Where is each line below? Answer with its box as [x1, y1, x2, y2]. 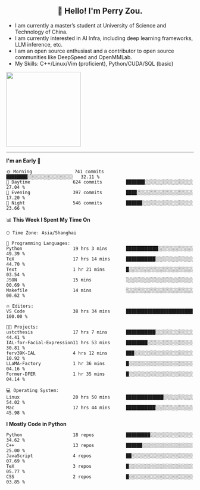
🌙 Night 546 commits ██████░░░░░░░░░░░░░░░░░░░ [6, 200, 193, 206]
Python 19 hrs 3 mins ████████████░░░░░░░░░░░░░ [6, 246, 193, 252]
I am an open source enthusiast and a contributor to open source [14, 47, 174, 54]
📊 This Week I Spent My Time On [6, 216, 90, 223]
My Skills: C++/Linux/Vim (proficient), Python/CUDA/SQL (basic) [14, 60, 174, 67]
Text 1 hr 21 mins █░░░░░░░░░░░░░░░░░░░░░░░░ [6, 267, 193, 272]
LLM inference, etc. [14, 41, 63, 48]
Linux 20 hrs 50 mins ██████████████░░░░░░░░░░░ [6, 394, 193, 400]
